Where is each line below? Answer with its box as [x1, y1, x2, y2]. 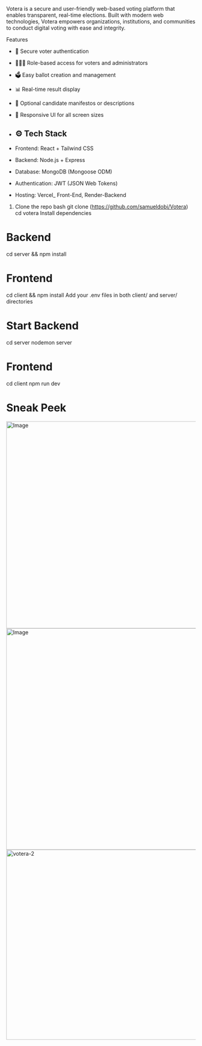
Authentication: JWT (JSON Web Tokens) [14, 179, 118, 187]
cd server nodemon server [6, 338, 72, 346]
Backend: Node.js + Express [14, 156, 85, 163]
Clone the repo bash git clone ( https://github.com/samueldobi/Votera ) [14, 203, 188, 210]
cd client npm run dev [6, 379, 61, 387]
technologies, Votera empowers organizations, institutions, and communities [6, 18, 195, 25]
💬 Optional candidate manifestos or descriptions [14, 99, 135, 107]
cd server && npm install [6, 250, 67, 258]
